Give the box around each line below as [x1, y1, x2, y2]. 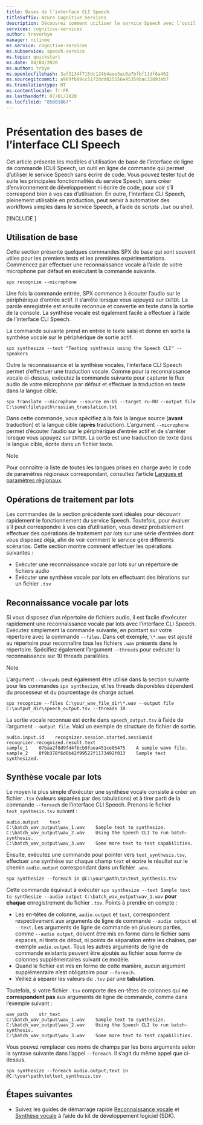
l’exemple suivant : [6, 1000, 53, 1007]
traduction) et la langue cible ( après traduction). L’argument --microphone [6, 421, 189, 429]
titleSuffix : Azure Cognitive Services [6, 15, 107, 21]
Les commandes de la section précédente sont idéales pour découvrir [6, 510, 181, 518]
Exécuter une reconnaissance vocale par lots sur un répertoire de [14, 561, 178, 568]
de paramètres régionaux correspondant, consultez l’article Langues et [6, 470, 183, 478]
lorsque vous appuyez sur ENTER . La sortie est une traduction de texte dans [6, 434, 193, 441]
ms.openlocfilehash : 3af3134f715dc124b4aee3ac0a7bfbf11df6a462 [6, 71, 169, 77]
